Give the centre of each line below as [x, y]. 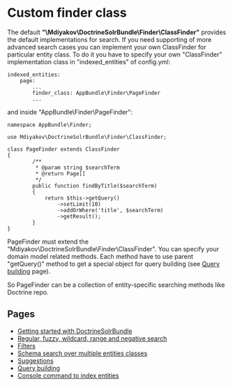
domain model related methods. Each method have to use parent [100, 256]
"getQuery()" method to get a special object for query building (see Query [113, 264]
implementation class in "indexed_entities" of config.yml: [89, 61]
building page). [29, 271]
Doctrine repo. [28, 292]
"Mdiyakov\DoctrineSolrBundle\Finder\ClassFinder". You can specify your [113, 248]
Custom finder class [67, 13]
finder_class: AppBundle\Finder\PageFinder [96, 93]
